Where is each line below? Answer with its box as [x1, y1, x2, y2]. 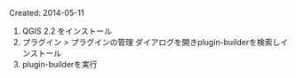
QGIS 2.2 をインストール [21, 26, 113, 36]
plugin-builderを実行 [21, 59, 98, 69]
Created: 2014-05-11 [9, 8, 84, 18]
